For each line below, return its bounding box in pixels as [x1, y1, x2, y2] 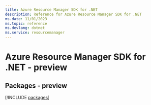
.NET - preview [5, 62, 67, 73]
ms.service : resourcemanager [5, 30, 65, 35]
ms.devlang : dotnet [5, 26, 45, 31]
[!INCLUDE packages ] [5, 95, 50, 100]
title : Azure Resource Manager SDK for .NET [5, 7, 98, 12]
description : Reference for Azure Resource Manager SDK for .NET [5, 12, 142, 17]
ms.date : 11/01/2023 [5, 16, 48, 21]
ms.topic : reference [5, 21, 48, 26]
